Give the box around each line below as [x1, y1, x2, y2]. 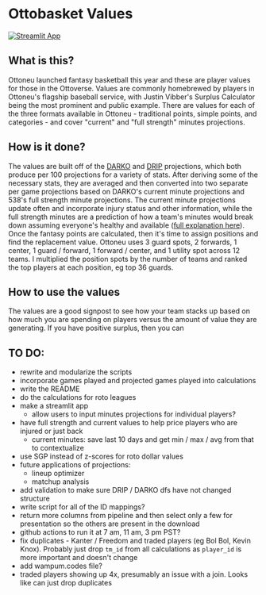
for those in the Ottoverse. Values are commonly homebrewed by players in [8, 83, 256, 93]
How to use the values [8, 285, 121, 298]
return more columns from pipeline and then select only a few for [19, 511, 233, 520]
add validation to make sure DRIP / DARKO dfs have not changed [19, 486, 232, 495]
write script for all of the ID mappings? [19, 502, 145, 512]
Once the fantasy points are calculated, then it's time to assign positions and [8, 228, 259, 238]
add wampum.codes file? [19, 561, 103, 571]
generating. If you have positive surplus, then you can [8, 323, 184, 333]
